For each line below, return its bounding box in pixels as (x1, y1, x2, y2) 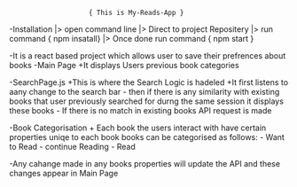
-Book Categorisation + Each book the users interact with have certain (9, 122, 267, 133)
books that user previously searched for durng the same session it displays (9, 96, 284, 106)
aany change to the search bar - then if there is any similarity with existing (9, 87, 280, 97)
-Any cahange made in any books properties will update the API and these (9, 159, 281, 168)
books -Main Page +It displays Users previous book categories (9, 60, 239, 70)
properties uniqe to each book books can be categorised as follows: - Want (9, 132, 285, 142)
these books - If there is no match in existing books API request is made (9, 105, 272, 115)
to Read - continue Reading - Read (9, 142, 136, 152)
